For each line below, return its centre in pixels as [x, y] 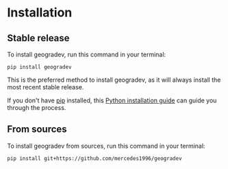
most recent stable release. [46, 87]
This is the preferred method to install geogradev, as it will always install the [114, 80]
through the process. [37, 108]
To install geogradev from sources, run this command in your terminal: [106, 146]
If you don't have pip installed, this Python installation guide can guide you [112, 100]
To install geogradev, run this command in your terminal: [87, 54]
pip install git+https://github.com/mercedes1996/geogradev [95, 158]
